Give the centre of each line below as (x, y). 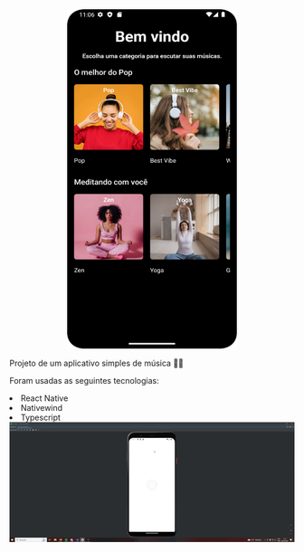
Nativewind (42, 408)
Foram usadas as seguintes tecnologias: (85, 381)
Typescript (41, 417)
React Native (45, 398)
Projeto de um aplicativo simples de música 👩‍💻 (96, 363)
